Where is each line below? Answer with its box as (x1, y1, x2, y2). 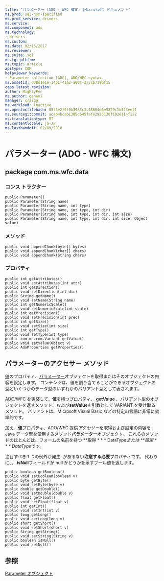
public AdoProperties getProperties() (5, 345, 84, 350)
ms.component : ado (5, 25, 43, 30)
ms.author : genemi (5, 93, 43, 98)
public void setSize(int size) (5, 324, 69, 328)
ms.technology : (5, 30, 36, 35)
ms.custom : (5, 39, 27, 44)
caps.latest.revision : (5, 84, 51, 90)
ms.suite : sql (5, 52, 34, 58)
